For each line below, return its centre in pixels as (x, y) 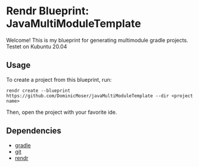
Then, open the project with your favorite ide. (62, 112)
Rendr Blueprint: (48, 11)
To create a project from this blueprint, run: (59, 79)
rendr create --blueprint (38, 91)
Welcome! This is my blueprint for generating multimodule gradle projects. (97, 40)
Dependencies (34, 131)
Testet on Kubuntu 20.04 (37, 47)
